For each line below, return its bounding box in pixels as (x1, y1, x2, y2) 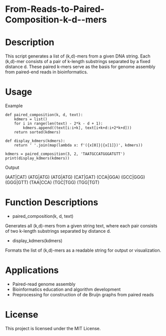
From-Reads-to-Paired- (5, 3, 105, 15)
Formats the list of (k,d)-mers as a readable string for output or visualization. (5, 247, 162, 253)
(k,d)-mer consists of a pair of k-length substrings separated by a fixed (5, 59, 150, 65)
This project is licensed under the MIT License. (5, 325, 101, 331)
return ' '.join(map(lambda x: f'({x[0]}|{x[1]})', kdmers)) (14, 143, 143, 148)
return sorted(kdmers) (14, 130, 61, 135)
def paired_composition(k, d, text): (5, 113, 83, 118)
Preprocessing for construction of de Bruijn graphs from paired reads (12, 291, 154, 297)
